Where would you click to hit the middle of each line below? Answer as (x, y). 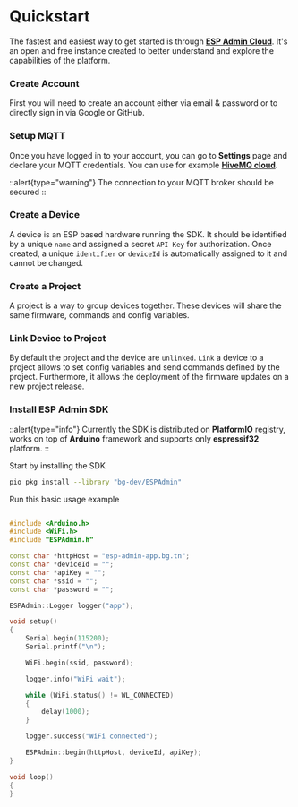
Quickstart (50, 17)
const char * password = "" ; (62, 589)
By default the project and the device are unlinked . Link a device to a (136, 358)
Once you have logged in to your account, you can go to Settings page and (149, 155)
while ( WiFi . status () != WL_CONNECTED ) (100, 695)
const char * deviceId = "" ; (62, 565)
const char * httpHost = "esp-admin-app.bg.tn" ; (100, 556)
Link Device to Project (58, 339)
